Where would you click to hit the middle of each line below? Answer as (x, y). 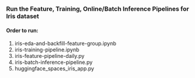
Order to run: (22, 30)
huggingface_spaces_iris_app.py (54, 69)
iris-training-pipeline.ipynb (47, 50)
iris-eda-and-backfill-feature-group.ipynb (65, 44)
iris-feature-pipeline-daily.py (49, 56)
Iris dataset (23, 16)
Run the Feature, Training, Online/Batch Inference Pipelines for (98, 9)
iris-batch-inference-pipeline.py (54, 62)
